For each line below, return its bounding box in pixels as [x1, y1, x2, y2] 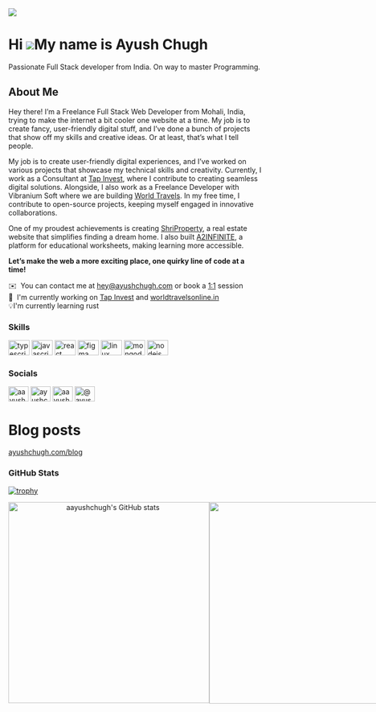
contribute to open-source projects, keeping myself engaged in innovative [8, 199, 255, 208]
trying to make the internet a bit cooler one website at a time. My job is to [8, 115, 251, 125]
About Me [8, 85, 59, 99]
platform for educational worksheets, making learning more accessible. [8, 241, 244, 250]
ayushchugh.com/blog [8, 447, 83, 457]
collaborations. [8, 208, 58, 217]
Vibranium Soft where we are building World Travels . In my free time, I [8, 191, 240, 200]
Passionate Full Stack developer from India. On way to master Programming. [8, 62, 261, 72]
